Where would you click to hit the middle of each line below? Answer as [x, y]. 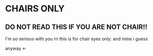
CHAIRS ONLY [35, 9]
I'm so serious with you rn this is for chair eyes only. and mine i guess [76, 39]
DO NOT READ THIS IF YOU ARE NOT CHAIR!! [76, 27]
